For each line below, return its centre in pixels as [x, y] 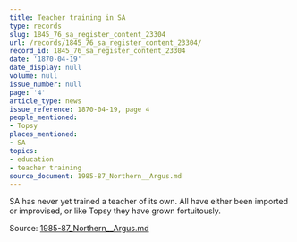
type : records [36, 26]
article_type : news [46, 101]
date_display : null [46, 68]
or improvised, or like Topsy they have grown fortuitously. [115, 211]
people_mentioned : [43, 117]
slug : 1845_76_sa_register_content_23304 [88, 34]
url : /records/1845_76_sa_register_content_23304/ [106, 43]
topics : [24, 151]
